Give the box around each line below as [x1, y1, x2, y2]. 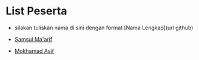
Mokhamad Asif [14, 47, 54, 55]
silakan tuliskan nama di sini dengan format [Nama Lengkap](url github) [14, 24, 194, 31]
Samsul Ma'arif [14, 35, 53, 43]
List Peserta [5, 4, 67, 18]
